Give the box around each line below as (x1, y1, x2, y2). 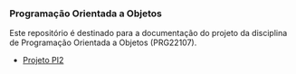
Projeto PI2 (22, 55, 64, 66)
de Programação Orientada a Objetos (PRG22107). (9, 37, 197, 48)
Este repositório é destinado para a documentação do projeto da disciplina (9, 28, 288, 39)
